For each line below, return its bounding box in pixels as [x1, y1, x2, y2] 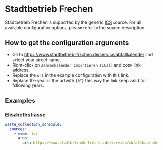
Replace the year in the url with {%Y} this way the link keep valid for [12, 77, 147, 83]
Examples [5, 97, 35, 105]
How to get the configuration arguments [5, 39, 129, 47]
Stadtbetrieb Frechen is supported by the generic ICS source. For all [5, 19, 142, 25]
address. [12, 67, 30, 73]
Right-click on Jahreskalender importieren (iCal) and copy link [12, 62, 141, 67]
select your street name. [12, 57, 61, 63]
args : [17, 136, 29, 141]
